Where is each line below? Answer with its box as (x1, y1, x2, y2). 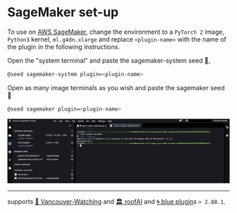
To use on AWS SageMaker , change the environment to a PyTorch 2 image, (7, 28, 224, 36)
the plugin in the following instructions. (7, 42, 120, 51)
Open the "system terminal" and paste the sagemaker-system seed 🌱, (7, 56, 211, 64)
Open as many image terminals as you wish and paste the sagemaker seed (7, 83, 225, 92)
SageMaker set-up (7, 4, 119, 20)
